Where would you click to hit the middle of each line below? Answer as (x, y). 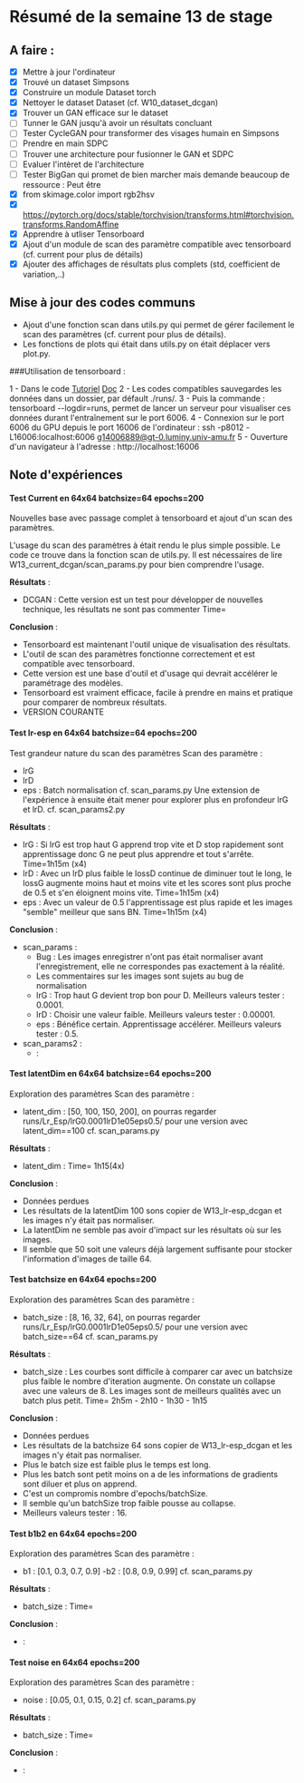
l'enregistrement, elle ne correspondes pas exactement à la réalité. (160, 966)
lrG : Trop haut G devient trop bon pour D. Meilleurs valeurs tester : (160, 995)
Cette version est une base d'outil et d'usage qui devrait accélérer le (150, 674)
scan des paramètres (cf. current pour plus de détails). (124, 334)
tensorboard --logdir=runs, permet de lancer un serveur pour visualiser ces (150, 408)
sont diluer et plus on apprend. (80, 1484)
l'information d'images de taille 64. (87, 1259)
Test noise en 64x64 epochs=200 (75, 1662)
